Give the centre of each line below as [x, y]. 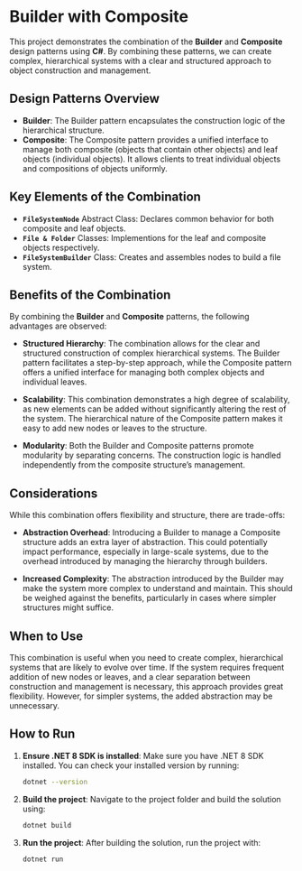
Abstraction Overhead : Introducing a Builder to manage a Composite [151, 533]
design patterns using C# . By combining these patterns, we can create [141, 51]
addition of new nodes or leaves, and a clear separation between [130, 677]
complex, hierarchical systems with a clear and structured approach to [141, 60]
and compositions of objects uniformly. [95, 168]
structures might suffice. [68, 607]
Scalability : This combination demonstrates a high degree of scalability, [156, 400]
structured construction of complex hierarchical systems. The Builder [151, 353]
